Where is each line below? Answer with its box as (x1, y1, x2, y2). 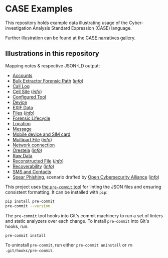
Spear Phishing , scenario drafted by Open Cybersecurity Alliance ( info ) (12, 174, 159, 180)
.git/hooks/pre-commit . (5, 247, 54, 253)
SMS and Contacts (12, 168, 52, 175)
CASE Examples (5, 3, 73, 15)
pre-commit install (5, 233, 46, 238)
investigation (5, 25, 32, 31)
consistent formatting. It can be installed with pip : (5, 189, 108, 195)
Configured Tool (12, 94, 46, 100)
